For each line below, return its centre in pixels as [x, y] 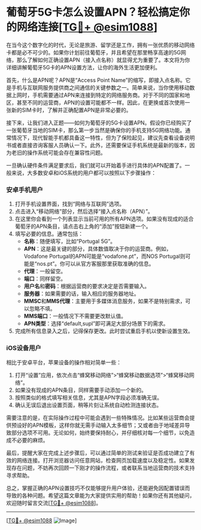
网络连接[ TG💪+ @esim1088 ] [87, 27]
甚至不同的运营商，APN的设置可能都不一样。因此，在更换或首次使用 [101, 102]
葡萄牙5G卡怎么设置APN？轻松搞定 [93, 12]
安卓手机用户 [25, 190]
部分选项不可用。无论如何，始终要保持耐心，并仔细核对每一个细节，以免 [100, 432]
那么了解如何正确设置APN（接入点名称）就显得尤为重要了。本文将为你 [103, 60]
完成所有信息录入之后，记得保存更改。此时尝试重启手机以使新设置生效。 [104, 331]
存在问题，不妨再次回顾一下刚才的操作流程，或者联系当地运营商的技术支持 [103, 468]
